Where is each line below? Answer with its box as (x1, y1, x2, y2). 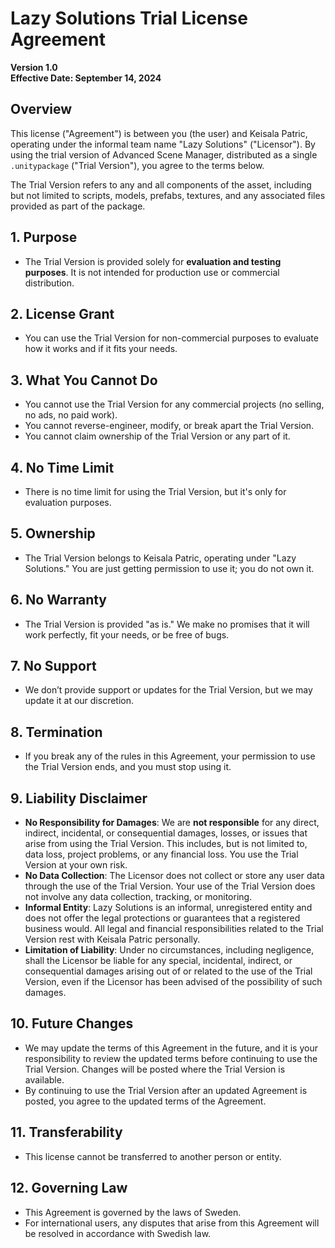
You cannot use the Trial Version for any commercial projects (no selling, (24, 398, 325, 411)
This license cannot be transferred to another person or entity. (24, 1150, 282, 1162)
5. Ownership (10, 525, 96, 542)
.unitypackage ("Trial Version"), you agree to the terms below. (10, 159, 265, 171)
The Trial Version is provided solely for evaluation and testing (24, 255, 282, 267)
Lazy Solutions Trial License (10, 7, 248, 30)
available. (24, 1073, 65, 1086)
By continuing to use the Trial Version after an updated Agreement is (24, 1084, 308, 1096)
